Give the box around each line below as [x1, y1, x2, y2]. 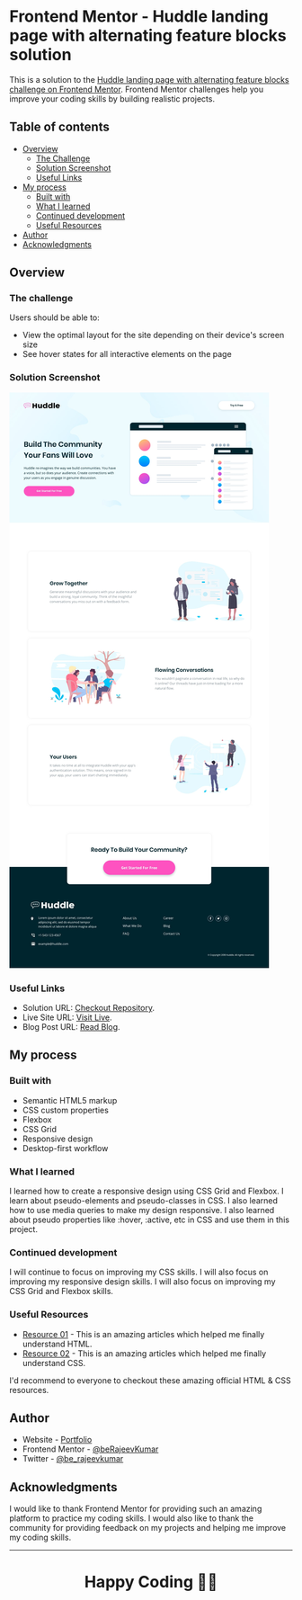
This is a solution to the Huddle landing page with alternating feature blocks [9, 74, 289, 85]
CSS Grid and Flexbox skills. [9, 1286, 114, 1297]
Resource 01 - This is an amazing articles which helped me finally [22, 1328, 265, 1339]
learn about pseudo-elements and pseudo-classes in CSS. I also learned [9, 1195, 279, 1206]
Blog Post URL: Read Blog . [22, 1022, 120, 1032]
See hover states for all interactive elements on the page [22, 349, 232, 360]
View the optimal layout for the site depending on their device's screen [22, 330, 285, 341]
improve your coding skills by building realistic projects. [9, 93, 216, 104]
